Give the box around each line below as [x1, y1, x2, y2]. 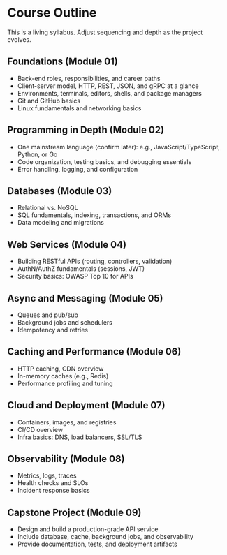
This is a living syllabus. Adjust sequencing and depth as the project [7, 28, 203, 36]
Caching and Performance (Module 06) [7, 346, 182, 357]
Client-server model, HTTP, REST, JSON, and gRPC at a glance [17, 82, 199, 90]
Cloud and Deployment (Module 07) [7, 399, 166, 411]
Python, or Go [17, 150, 58, 158]
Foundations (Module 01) [7, 56, 119, 68]
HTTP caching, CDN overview [17, 364, 104, 373]
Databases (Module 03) [7, 185, 112, 197]
